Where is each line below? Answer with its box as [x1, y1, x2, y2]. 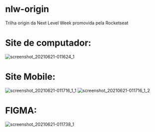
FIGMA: [5, 105, 37, 116]
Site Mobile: [5, 71, 56, 82]
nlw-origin [5, 3, 49, 15]
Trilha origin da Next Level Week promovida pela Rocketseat [5, 20, 129, 26]
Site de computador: [5, 37, 91, 49]
